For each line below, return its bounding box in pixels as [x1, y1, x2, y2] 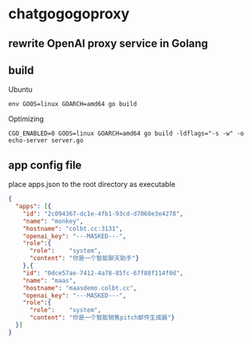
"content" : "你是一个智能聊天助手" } [29, 255, 140, 263]
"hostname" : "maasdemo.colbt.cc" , [22, 284, 137, 292]
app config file [8, 158, 82, 172]
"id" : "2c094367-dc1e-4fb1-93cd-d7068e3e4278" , [22, 209, 183, 218]
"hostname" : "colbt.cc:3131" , [22, 224, 124, 232]
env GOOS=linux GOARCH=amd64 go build [8, 101, 137, 109]
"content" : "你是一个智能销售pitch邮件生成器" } [29, 314, 175, 322]
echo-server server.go [8, 136, 84, 144]
